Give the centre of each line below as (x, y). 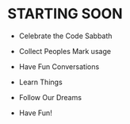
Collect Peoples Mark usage (65, 51)
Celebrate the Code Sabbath (65, 36)
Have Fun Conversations (59, 66)
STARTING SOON (65, 14)
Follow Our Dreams (50, 97)
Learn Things (40, 82)
